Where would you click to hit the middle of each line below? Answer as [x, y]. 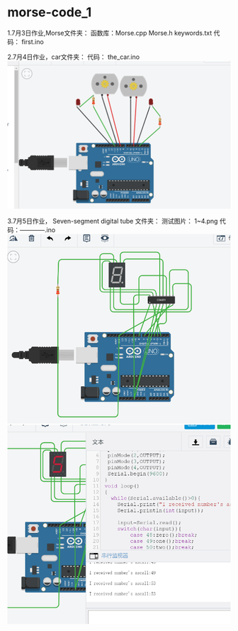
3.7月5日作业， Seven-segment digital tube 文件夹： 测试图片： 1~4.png [113, 221]
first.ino [32, 42]
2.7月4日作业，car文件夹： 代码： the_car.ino [74, 57]
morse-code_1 [50, 12]
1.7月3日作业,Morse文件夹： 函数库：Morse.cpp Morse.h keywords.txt [110, 33]
